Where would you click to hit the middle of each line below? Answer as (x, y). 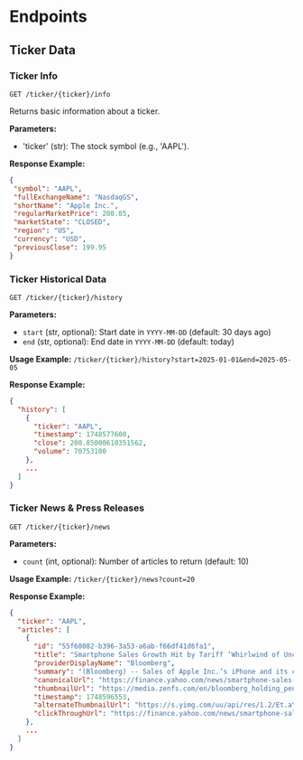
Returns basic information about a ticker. (85, 111)
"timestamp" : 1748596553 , (82, 697)
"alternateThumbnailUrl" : (82, 705)
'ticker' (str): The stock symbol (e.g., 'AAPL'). (106, 145)
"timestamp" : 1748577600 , (82, 435)
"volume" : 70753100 (69, 452)
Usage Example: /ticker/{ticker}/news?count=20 (102, 578)
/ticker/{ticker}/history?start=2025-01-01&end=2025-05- (183, 360)
